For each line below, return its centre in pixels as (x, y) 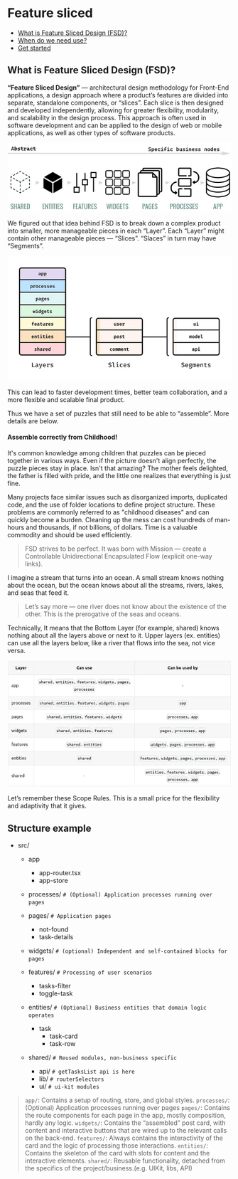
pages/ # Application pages (70, 916)
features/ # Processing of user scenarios (90, 972)
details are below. (33, 421)
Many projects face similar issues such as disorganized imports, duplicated (117, 497)
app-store (54, 881)
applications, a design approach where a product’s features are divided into (118, 95)
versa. (17, 651)
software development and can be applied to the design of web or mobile (115, 125)
